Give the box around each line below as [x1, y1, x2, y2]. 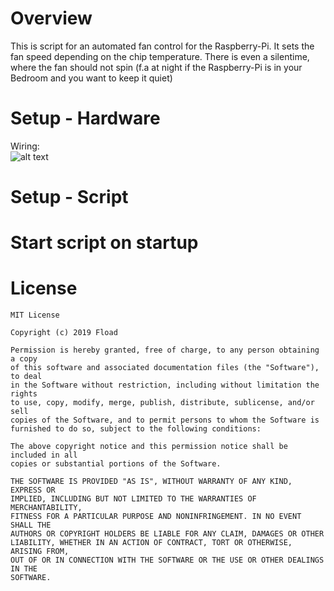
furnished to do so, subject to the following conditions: [10, 424, 262, 434]
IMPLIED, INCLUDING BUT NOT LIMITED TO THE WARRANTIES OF [10, 494, 257, 504]
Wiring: [10, 140, 40, 152]
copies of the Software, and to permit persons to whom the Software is [10, 415, 320, 426]
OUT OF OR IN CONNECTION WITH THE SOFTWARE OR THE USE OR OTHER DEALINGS [10, 555, 325, 566]
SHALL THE [10, 520, 52, 531]
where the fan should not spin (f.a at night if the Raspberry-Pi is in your [10, 61, 303, 73]
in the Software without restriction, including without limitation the [10, 380, 320, 391]
